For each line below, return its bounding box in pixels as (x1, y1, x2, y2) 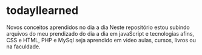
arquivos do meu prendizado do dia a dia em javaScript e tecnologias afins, (6, 30, 195, 37)
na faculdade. (6, 43, 41, 50)
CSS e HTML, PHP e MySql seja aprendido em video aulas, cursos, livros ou (6, 36, 196, 44)
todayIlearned (6, 4, 79, 18)
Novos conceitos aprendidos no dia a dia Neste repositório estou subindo (6, 24, 190, 31)
